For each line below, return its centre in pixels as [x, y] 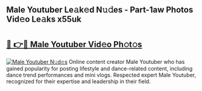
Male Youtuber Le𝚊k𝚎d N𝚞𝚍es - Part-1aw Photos [100, 10]
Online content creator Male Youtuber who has [127, 62]
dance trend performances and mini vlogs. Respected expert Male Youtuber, [101, 75]
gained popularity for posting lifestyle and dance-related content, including [99, 68]
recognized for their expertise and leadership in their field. [78, 81]
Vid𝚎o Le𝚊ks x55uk [44, 20]
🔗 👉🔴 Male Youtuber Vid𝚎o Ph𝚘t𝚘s [74, 44]
